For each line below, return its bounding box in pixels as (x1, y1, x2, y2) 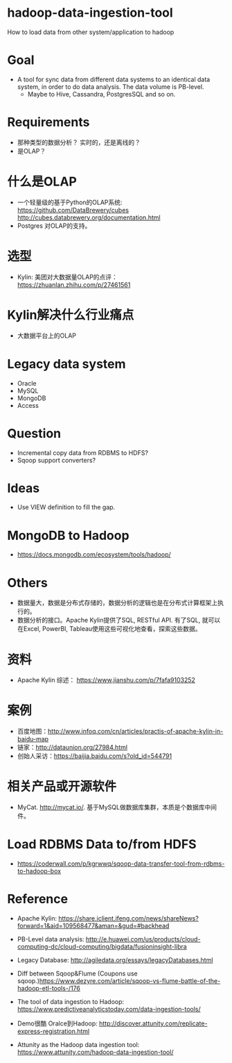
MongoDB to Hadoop (7, 527, 130, 543)
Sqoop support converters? (17, 456, 96, 464)
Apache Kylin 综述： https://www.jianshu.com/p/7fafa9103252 (17, 676, 196, 684)
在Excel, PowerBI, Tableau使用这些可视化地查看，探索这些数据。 (17, 625, 202, 633)
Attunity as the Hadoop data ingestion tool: (17, 1041, 140, 1048)
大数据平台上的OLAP (17, 331, 77, 340)
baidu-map (17, 735, 49, 743)
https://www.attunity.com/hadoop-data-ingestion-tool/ (17, 1048, 174, 1056)
